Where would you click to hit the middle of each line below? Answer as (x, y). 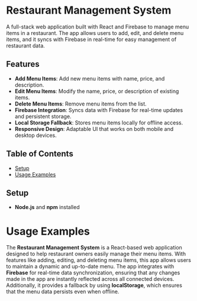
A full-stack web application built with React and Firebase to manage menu (98, 27)
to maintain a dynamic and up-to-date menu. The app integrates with (90, 267)
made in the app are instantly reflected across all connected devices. (90, 279)
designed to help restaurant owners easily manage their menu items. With (96, 254)
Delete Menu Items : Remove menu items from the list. (80, 104)
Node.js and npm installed (47, 207)
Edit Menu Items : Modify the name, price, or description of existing (97, 91)
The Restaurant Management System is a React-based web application (94, 248)
